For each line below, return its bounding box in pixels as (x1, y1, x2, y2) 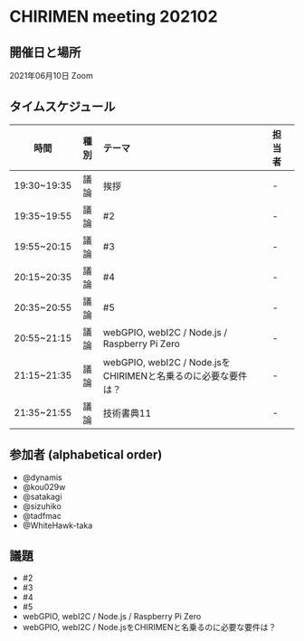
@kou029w (22, 481, 66, 492)
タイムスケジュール (9, 99, 116, 115)
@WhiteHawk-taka (22, 520, 93, 531)
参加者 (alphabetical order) (9, 448, 163, 463)
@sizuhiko (22, 500, 62, 512)
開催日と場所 (9, 44, 81, 60)
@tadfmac (22, 510, 62, 521)
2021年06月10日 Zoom (9, 71, 93, 80)
